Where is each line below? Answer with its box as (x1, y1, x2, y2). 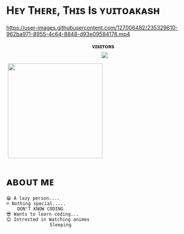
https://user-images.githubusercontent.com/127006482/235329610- (6, 24, 179, 31)
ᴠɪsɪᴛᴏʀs (91, 42, 115, 50)
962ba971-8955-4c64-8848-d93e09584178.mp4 (6, 30, 130, 38)
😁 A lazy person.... (6, 195, 61, 201)
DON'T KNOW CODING (17, 206, 64, 212)
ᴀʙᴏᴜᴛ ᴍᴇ (6, 175, 54, 189)
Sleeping (49, 221, 71, 228)
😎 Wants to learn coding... (6, 211, 79, 217)
